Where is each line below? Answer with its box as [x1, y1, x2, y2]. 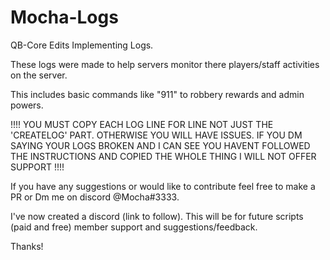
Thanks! [10, 240, 44, 252]
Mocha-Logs [10, 6, 119, 29]
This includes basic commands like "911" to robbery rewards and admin [10, 88, 305, 100]
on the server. [10, 69, 68, 81]
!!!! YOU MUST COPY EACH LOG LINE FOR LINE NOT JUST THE [10, 118, 274, 130]
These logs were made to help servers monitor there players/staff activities [10, 58, 320, 70]
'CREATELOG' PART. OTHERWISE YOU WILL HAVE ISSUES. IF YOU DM [10, 129, 303, 141]
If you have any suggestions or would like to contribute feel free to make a [10, 180, 316, 192]
